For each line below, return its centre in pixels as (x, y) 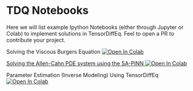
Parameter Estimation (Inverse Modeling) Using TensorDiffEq (83, 75)
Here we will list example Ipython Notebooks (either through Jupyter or (95, 27)
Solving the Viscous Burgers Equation (53, 51)
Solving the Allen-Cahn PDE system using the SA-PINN (75, 63)
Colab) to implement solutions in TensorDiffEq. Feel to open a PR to (90, 33)
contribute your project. (36, 40)
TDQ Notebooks (48, 11)
